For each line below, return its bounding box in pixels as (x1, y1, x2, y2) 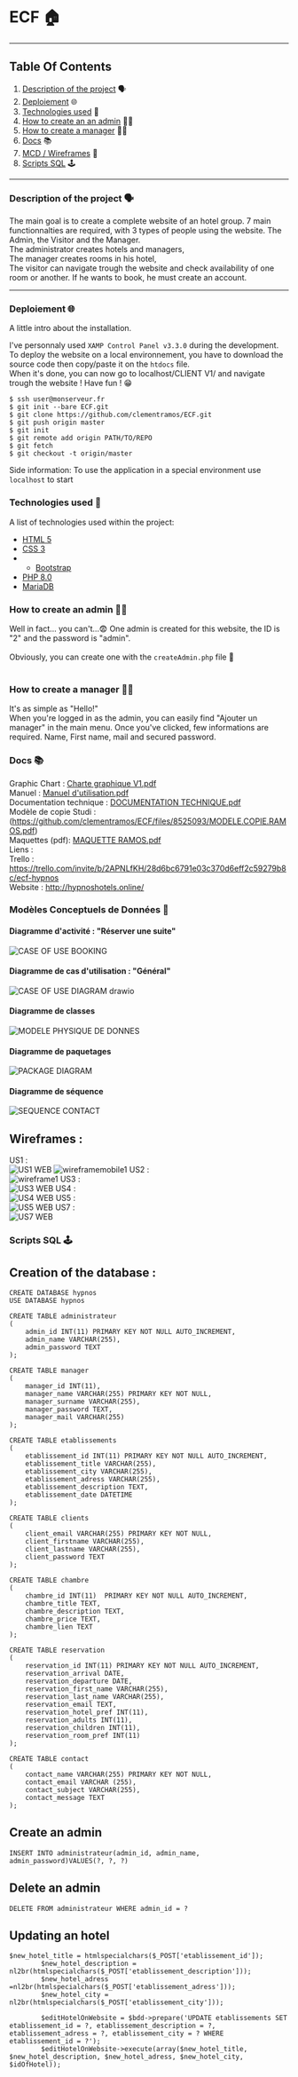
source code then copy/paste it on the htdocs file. (9, 359, 191, 369)
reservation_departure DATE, (25, 1677, 133, 1686)
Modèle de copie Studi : (9, 806, 97, 817)
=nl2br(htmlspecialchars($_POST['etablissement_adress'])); (9, 1983, 237, 1992)
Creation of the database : (9, 1265, 157, 1280)
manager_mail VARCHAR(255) (25, 1413, 125, 1422)
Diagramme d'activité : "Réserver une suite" (9, 926, 176, 936)
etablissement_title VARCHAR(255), (25, 1459, 157, 1469)
